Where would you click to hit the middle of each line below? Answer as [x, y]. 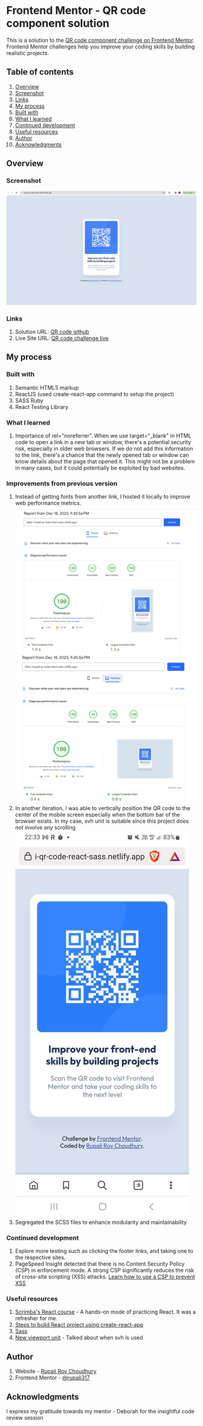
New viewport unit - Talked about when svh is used [79, 1338]
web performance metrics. [48, 503]
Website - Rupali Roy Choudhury [56, 1372]
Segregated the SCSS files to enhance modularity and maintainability [101, 1222]
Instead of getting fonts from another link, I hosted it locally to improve [102, 497]
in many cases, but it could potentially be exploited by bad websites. [100, 468]
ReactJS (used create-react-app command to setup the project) [95, 394]
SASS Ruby [29, 401]
